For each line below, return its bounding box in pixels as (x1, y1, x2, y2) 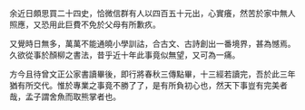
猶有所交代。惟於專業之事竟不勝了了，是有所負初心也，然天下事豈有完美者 (9, 80, 288, 90)
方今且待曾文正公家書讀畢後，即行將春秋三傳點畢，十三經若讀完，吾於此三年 (9, 69, 296, 79)
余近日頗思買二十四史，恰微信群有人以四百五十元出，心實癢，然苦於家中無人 (9, 8, 296, 18)
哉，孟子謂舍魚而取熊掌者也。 (9, 91, 121, 102)
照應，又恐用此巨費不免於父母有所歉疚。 (9, 19, 161, 30)
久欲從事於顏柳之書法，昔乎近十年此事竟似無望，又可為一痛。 (9, 50, 241, 60)
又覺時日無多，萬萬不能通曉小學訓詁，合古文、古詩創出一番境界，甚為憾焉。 (9, 39, 296, 49)
